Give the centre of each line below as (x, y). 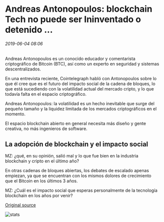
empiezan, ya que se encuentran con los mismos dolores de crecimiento (78, 176)
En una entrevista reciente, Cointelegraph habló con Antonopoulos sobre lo (81, 79)
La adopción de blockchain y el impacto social (77, 144)
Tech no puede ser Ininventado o (73, 19)
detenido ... (29, 30)
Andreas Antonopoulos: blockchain (79, 9)
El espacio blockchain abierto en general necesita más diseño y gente (76, 124)
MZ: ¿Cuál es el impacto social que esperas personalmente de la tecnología (81, 190)
